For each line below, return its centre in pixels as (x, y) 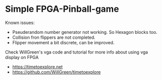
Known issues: (20, 23)
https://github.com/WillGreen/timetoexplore (56, 72)
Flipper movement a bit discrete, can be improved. (63, 42)
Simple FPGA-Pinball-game (62, 9)
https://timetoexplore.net (37, 67)
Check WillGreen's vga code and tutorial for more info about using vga (77, 52)
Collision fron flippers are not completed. (54, 37)
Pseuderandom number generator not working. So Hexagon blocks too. (85, 32)
